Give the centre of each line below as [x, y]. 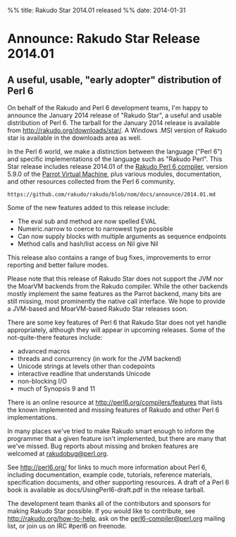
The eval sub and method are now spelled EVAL [87, 221]
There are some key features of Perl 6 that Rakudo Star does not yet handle [117, 322]
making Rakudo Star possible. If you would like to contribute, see [101, 511]
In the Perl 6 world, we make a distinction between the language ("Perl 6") [115, 152]
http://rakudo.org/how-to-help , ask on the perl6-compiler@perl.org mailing [116, 518]
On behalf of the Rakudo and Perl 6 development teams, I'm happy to [108, 108]
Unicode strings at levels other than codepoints [86, 366]
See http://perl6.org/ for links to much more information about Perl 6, [107, 467]
